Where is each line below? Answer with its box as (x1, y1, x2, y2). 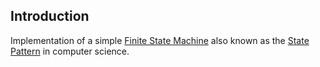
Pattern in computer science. (10, 45, 130, 57)
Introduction (10, 8, 90, 25)
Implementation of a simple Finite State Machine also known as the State (10, 34, 310, 46)
